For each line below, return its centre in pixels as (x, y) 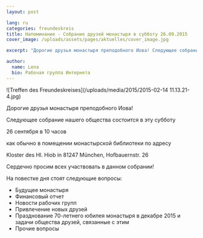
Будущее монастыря (42, 190)
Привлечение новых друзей (51, 209)
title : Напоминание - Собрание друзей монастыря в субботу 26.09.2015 (97, 34)
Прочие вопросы (37, 228)
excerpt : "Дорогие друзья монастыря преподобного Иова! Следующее (92, 51)
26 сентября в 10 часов (36, 131)
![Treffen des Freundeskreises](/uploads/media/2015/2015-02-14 (87, 90)
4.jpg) (14, 96)
